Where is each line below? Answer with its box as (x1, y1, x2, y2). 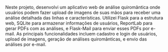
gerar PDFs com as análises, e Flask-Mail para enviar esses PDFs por (5, 25, 150, 31)
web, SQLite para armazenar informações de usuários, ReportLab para (5, 20, 153, 26)
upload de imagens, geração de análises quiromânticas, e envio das (5, 36, 147, 42)
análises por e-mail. (5, 41, 47, 47)
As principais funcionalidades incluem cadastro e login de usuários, (16, 31, 157, 36)
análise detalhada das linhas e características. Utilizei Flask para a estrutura (5, 15, 163, 20)
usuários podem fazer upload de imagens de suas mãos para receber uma (5, 9, 161, 15)
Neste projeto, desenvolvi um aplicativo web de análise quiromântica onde (5, 4, 160, 10)
